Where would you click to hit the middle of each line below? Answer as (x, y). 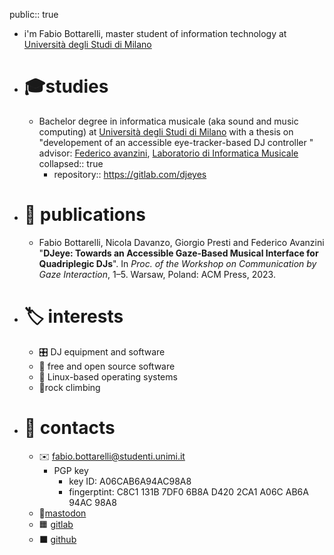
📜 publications (84, 215)
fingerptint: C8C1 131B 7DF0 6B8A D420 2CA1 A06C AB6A (188, 491)
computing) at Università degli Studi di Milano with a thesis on (166, 131)
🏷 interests (73, 316)
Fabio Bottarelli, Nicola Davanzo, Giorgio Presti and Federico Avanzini (181, 242)
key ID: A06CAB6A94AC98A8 (130, 481)
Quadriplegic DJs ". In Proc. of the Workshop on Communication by (177, 263)
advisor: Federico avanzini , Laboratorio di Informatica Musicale (168, 153)
